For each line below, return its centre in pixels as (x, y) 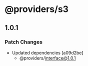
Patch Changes (24, 42)
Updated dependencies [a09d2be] (47, 52)
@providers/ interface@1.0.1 (47, 58)
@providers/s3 (36, 9)
